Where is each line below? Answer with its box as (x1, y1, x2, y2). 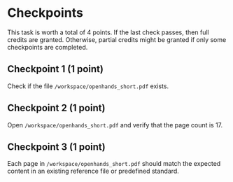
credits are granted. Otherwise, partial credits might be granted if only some (7, 35, 227, 43)
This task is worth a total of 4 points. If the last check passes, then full (7, 28, 209, 36)
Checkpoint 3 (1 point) (7, 141, 106, 153)
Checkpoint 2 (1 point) (7, 102, 106, 114)
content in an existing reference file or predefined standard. (7, 167, 180, 176)
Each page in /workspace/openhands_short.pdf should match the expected (7, 160, 221, 168)
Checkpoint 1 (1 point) (7, 63, 104, 75)
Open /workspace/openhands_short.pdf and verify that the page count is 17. (7, 120, 223, 129)
